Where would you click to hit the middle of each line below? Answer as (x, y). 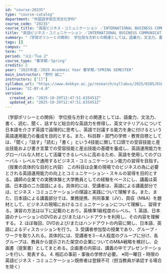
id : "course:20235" (25, 10)
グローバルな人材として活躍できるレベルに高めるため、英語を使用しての (79, 154)
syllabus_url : (20, 84)
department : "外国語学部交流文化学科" (41, 19)
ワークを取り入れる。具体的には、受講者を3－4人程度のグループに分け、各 (82, 236)
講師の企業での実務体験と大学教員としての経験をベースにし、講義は (83, 179)
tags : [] (14, 42)
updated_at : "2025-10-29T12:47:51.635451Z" (55, 103)
